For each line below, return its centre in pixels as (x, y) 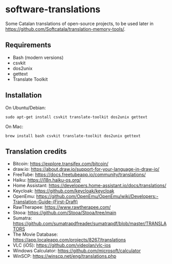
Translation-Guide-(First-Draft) (45, 202)
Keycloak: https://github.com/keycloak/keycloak (63, 191)
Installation (24, 95)
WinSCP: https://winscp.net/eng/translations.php (64, 256)
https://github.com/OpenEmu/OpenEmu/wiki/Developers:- (97, 196)
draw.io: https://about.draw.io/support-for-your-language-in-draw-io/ (86, 169)
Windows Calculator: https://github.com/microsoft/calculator (77, 251)
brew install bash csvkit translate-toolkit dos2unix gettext (73, 136)
